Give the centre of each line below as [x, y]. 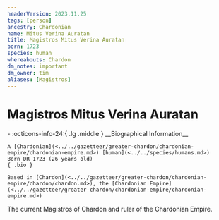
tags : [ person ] [30, 20]
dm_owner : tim [28, 73]
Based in [20, 178]
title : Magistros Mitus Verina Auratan [66, 40]
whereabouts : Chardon [39, 60]
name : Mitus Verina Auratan [49, 33]
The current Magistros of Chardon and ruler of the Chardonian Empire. [110, 209]
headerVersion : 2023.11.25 [47, 14]
